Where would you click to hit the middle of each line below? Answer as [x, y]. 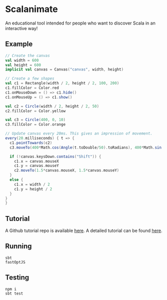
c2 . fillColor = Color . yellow [35, 111]
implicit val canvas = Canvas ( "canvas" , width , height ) [64, 69]
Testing [17, 278]
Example [19, 44]
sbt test [14, 293]
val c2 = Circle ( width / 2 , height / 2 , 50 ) [52, 106]
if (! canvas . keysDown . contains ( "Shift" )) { [55, 156]
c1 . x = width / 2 [32, 184]
